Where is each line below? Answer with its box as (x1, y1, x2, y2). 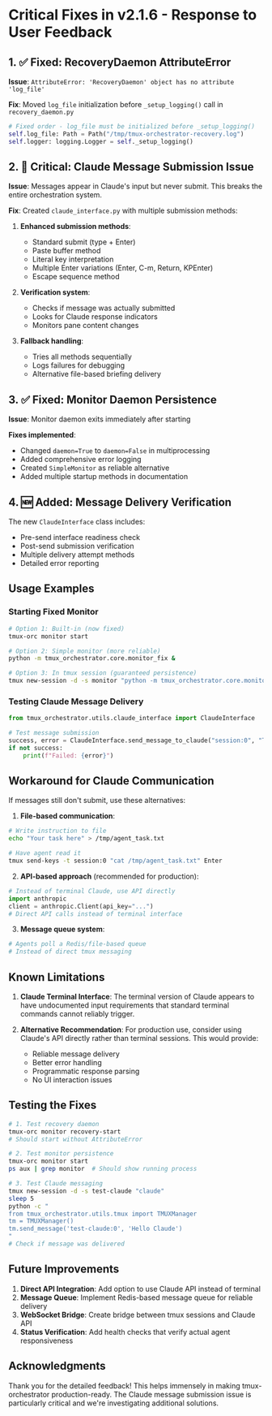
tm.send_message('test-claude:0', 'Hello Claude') (8, 1224, 183, 1233)
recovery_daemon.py (8, 108, 74, 116)
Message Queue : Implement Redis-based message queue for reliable (19, 1293, 253, 1302)
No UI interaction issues (32, 1075, 113, 1085)
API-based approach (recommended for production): (19, 871, 200, 881)
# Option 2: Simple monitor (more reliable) (8, 647, 161, 655)
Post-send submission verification (19, 542, 134, 551)
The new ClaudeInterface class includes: (8, 517, 146, 527)
